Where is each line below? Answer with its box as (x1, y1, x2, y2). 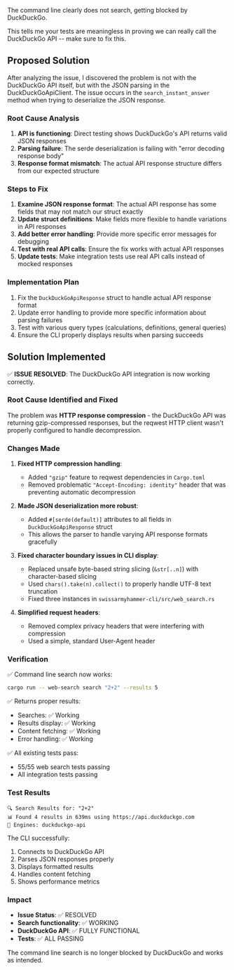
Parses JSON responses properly (17, 855, 114, 863)
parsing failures (17, 315, 63, 324)
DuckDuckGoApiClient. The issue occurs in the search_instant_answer (7, 88, 210, 97)
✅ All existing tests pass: (7, 749, 79, 757)
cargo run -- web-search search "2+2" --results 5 (7, 684, 158, 691)
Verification (7, 655, 49, 664)
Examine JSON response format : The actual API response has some (17, 200, 217, 209)
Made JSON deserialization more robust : (17, 502, 139, 510)
